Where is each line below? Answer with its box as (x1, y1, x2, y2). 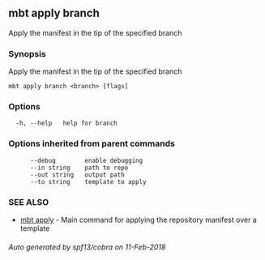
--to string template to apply (29, 177, 147, 185)
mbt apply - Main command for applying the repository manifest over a (19, 215, 257, 224)
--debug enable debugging (29, 156, 143, 164)
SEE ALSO (8, 196, 49, 207)
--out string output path (29, 170, 126, 179)
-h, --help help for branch (15, 119, 118, 128)
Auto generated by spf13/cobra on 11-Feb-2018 (8, 242, 166, 252)
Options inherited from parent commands (8, 138, 176, 149)
